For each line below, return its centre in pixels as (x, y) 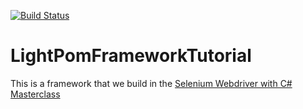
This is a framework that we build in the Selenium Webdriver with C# (151, 83)
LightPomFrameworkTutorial (131, 56)
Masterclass (35, 94)
